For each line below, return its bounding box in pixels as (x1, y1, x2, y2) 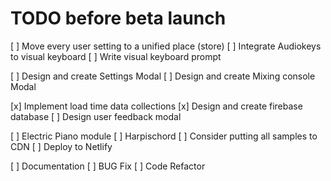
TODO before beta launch (10, 7, 227, 30)
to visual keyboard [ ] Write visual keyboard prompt (10, 50, 222, 62)
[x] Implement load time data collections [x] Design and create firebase (10, 100, 303, 112)
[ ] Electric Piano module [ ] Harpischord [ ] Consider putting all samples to (10, 130, 318, 142)
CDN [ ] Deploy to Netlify (10, 140, 113, 152)
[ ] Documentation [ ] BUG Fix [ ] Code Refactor (10, 160, 206, 172)
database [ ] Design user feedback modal (10, 110, 182, 122)
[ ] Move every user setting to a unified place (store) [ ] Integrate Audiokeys (10, 40, 322, 52)
